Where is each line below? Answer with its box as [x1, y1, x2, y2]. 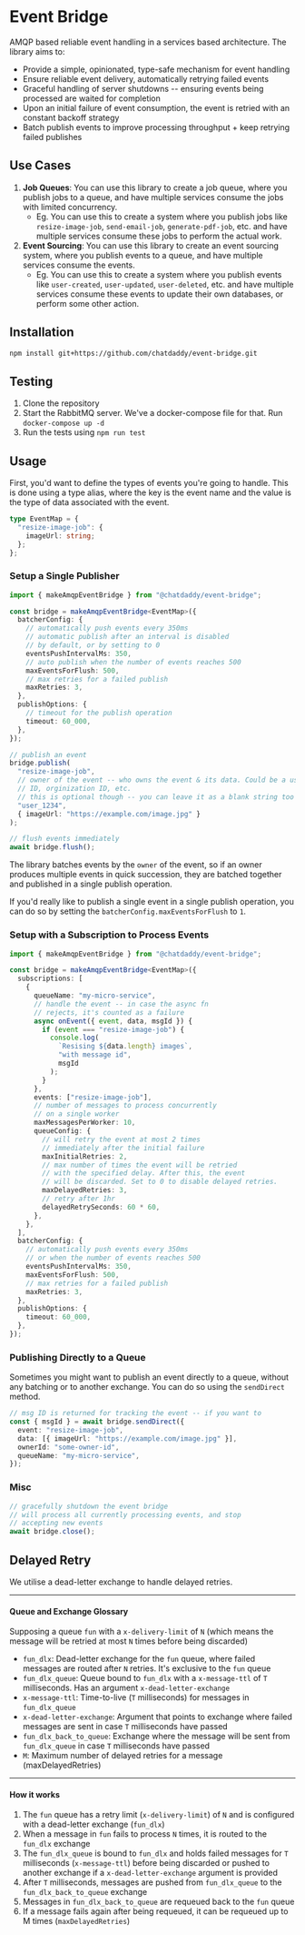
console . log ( [49, 1033, 100, 1043]
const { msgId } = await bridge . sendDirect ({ [9, 1417, 184, 1426]
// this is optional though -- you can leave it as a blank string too [17, 792, 295, 802]
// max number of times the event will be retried [42, 1160, 238, 1170]
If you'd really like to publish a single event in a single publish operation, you [9, 897, 295, 907]
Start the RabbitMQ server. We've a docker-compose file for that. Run [22, 408, 283, 419]
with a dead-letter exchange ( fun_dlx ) [22, 1818, 165, 1830]
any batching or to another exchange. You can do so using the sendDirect [9, 1382, 285, 1393]
